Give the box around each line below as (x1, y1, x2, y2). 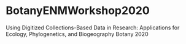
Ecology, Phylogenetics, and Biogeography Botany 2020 (6, 30, 149, 37)
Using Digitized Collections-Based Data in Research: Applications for (6, 24, 180, 31)
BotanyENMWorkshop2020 (6, 4, 150, 18)
